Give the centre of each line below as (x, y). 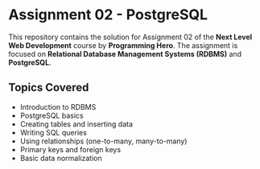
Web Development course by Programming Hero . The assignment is (123, 45)
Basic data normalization (61, 158)
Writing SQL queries (53, 132)
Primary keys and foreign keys (70, 149)
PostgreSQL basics (52, 115)
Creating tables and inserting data (76, 124)
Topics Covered (49, 88)
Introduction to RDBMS (58, 107)
